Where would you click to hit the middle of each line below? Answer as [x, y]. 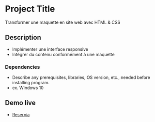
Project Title [30, 9]
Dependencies [23, 67]
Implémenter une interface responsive [50, 49]
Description [23, 38]
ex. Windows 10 [28, 88]
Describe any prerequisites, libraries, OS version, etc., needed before [81, 77]
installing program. [31, 83]
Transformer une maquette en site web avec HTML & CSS [63, 22]
